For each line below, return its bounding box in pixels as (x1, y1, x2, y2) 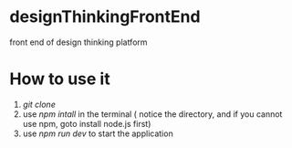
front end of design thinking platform (9, 37, 148, 48)
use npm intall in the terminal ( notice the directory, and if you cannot (22, 108, 283, 120)
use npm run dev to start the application (22, 128, 173, 139)
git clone (22, 99, 57, 110)
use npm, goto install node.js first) (22, 118, 151, 129)
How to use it (9, 69, 111, 90)
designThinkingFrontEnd (9, 6, 201, 27)
